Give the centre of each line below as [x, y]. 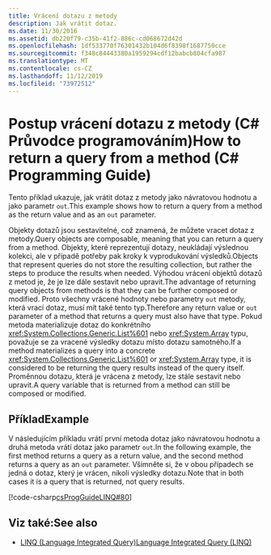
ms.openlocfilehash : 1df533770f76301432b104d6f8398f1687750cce [117, 46]
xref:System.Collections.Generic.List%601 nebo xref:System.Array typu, [128, 333]
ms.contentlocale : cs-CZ [50, 69]
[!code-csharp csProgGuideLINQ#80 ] [70, 498]
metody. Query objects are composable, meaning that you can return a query [136, 239]
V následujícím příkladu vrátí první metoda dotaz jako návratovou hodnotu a [134, 438]
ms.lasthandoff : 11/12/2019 [56, 76]
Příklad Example [49, 419]
